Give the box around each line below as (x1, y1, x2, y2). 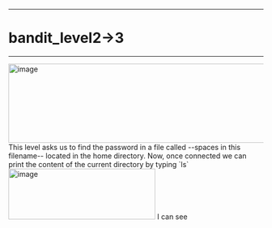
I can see (156, 212, 188, 222)
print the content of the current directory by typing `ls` (8, 159, 189, 169)
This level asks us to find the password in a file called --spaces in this (8, 142, 241, 152)
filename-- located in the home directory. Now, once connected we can (8, 151, 247, 161)
